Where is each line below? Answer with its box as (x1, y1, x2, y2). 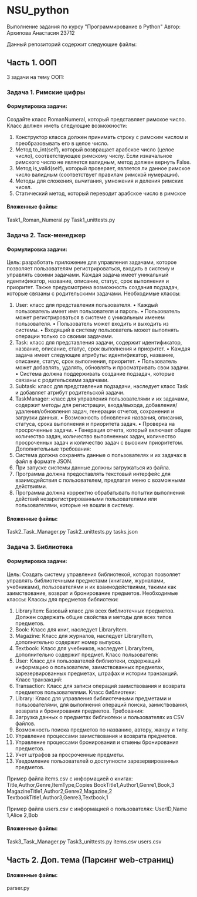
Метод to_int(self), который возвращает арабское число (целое (15, 145, 175, 153)
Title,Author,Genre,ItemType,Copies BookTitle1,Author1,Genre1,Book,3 (6, 781, 175, 788)
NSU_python (6, 4, 69, 17)
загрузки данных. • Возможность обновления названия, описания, (15, 414, 184, 421)
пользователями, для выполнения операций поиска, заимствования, (15, 701, 189, 708)
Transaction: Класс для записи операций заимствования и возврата (15, 682, 186, 689)
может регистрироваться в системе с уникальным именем (15, 314, 165, 321)
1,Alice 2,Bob (6, 811, 38, 819)
